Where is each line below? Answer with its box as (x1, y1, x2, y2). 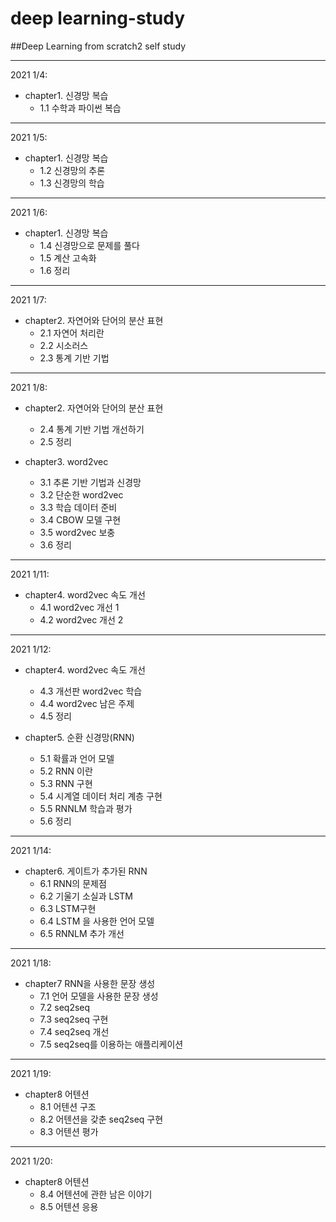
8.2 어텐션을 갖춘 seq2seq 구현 (39, 1113, 164, 1125)
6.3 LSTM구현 (39, 902, 97, 914)
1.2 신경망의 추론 (39, 164, 106, 176)
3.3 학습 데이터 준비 (39, 501, 118, 513)
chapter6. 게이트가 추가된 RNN (24, 865, 148, 877)
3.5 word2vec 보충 (39, 526, 116, 538)
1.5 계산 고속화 (39, 252, 97, 264)
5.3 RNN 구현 (39, 777, 93, 789)
